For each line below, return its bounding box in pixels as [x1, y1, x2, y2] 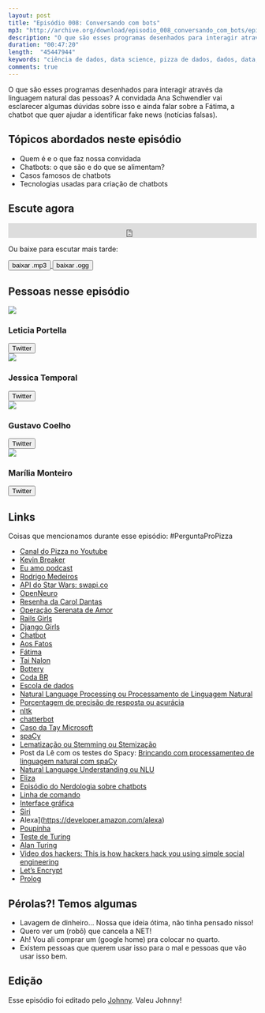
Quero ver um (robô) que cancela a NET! [19, 926, 152, 936]
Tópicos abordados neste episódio [8, 133, 181, 146]
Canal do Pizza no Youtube [19, 547, 108, 556]
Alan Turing [19, 841, 58, 850]
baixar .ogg [56, 262, 89, 269]
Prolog [19, 874, 42, 883]
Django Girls [19, 622, 61, 632]
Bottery [19, 665, 44, 674]
